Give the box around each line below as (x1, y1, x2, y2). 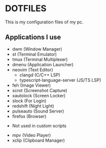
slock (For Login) (12, 98, 46, 104)
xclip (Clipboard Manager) (12, 137, 65, 143)
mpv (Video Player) (12, 132, 51, 138)
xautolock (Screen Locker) (12, 92, 66, 98)
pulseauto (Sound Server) (12, 108, 64, 114)
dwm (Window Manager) (12, 46, 63, 52)
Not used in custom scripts (12, 123, 67, 129)
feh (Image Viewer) (12, 82, 51, 88)
